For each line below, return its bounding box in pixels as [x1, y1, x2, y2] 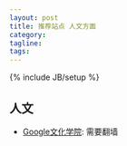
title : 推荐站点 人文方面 [9, 22, 97, 31]
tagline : [9, 38, 43, 48]
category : [9, 30, 47, 39]
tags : [9, 47, 30, 56]
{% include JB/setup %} [9, 72, 100, 83]
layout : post [9, 13, 59, 23]
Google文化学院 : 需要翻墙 [22, 126, 119, 137]
